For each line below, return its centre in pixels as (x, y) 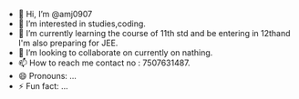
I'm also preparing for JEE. (68, 43)
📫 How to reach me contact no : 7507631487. (104, 63)
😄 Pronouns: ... (47, 76)
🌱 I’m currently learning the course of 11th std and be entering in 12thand (154, 33)
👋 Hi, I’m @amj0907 (55, 14)
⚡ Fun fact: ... (43, 86)
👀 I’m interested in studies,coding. (82, 24)
